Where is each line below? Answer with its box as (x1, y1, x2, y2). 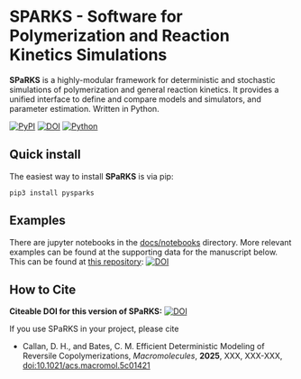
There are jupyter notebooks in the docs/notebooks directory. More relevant (9, 236, 292, 247)
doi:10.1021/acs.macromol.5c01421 (22, 360, 150, 371)
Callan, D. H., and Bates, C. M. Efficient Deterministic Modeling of (22, 341, 265, 352)
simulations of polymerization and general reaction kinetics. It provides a (9, 84, 279, 95)
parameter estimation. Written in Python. (9, 103, 160, 114)
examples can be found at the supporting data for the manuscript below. (9, 246, 278, 257)
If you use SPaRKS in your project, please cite (9, 323, 179, 335)
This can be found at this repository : (9, 255, 144, 267)
